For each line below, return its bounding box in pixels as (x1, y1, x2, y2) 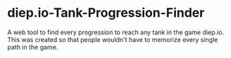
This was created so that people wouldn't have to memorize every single (7, 35, 218, 43)
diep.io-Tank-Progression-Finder (7, 5, 205, 21)
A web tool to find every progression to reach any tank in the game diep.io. (7, 28, 224, 36)
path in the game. (7, 43, 58, 51)
